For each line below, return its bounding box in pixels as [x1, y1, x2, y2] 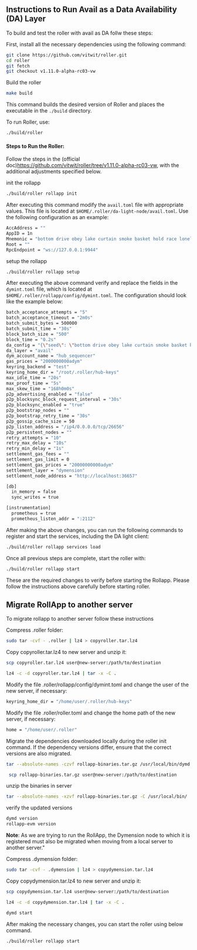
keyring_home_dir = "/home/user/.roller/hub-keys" [6, 699, 133, 704]
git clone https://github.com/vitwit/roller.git [6, 52, 127, 58]
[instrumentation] [6, 505, 51, 511]
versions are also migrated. [6, 750, 72, 757]
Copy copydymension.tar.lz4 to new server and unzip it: [6, 877, 141, 884]
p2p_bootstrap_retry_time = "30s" [6, 413, 91, 419]
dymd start [6, 910, 33, 916]
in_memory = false [11, 489, 57, 495]
